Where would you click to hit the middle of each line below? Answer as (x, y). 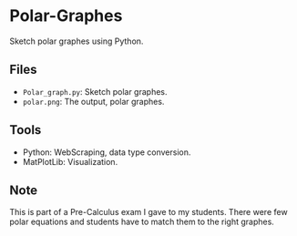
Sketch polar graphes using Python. (77, 41)
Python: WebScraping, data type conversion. (107, 152)
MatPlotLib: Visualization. (70, 161)
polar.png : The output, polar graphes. (93, 101)
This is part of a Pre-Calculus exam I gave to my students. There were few (149, 212)
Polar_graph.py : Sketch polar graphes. (95, 91)
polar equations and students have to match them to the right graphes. (142, 222)
